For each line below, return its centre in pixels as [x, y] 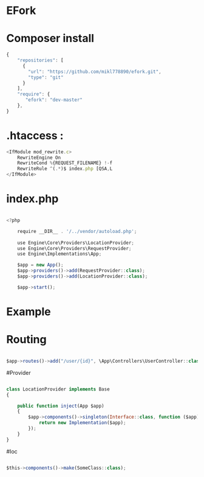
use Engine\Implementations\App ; [59, 254]
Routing [26, 340]
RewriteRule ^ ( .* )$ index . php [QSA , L [65, 169]
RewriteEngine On [39, 158]
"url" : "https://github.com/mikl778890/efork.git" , [95, 71]
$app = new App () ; [40, 265]
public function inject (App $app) [61, 406]
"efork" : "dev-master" [54, 100]
